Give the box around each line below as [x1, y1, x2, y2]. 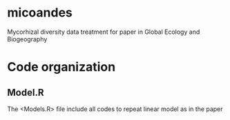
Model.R [7, 86, 44, 98]
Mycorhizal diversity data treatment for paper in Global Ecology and [7, 28, 200, 36]
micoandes [7, 5, 73, 21]
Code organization [7, 59, 116, 75]
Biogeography [7, 34, 48, 43]
